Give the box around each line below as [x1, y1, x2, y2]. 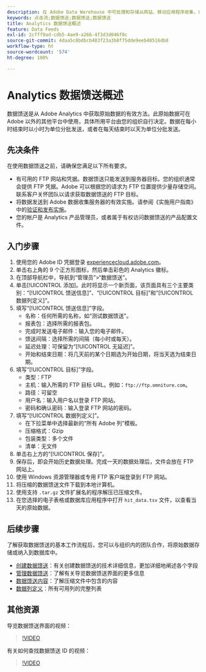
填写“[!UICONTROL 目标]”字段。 [15, 366, 97, 373]
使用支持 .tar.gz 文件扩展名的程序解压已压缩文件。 [15, 489, 145, 496]
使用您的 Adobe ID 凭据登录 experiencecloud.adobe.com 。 [15, 258, 164, 266]
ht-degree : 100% [7, 55, 48, 61]
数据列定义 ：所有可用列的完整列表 [15, 585, 102, 592]
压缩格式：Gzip [24, 427, 64, 434]
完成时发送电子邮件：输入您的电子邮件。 [24, 328, 127, 335]
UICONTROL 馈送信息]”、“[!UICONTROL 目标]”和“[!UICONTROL [32, 289, 194, 296]
